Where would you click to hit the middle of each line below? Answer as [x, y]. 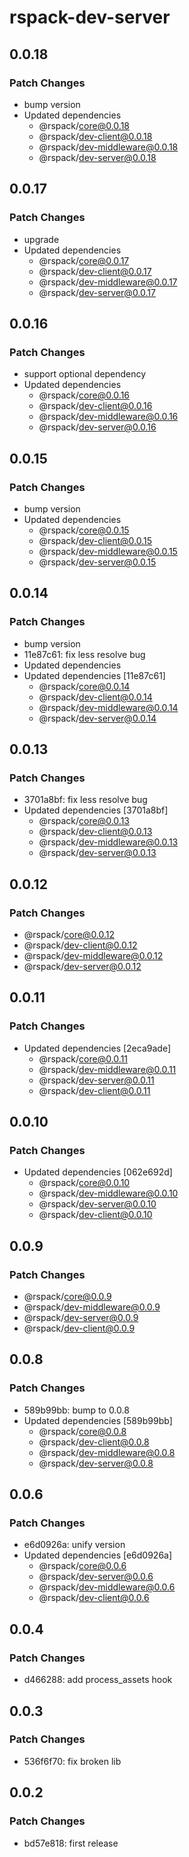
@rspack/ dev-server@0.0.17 [97, 292]
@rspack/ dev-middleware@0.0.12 [93, 955]
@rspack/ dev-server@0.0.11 [96, 1080]
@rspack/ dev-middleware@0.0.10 [108, 1193]
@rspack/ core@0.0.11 [83, 1058]
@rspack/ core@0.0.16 [84, 395]
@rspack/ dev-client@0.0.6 [94, 1598]
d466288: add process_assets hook [98, 1680]
